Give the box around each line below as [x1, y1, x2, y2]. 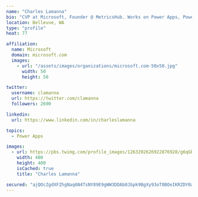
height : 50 [21, 74, 49, 80]
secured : [6, 182, 28, 188]
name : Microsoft [11, 46, 51, 53]
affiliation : [6, 41, 38, 47]
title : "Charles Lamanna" [16, 171, 81, 177]
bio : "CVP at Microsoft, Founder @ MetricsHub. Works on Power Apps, [6, 14, 181, 20]
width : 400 [16, 155, 44, 161]
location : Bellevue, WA [6, 19, 65, 25]
